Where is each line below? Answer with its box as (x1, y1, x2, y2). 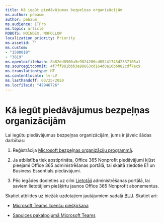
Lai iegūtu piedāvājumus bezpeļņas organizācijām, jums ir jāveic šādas (5, 132, 152, 138)
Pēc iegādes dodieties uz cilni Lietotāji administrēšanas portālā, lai (12, 177, 150, 184)
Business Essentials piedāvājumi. (12, 167, 81, 173)
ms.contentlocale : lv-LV (5, 73, 57, 78)
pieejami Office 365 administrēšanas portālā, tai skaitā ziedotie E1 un (12, 162, 155, 168)
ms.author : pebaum (5, 12, 44, 17)
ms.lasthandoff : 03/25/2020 (5, 78, 64, 83)
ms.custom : (5, 45, 28, 50)
